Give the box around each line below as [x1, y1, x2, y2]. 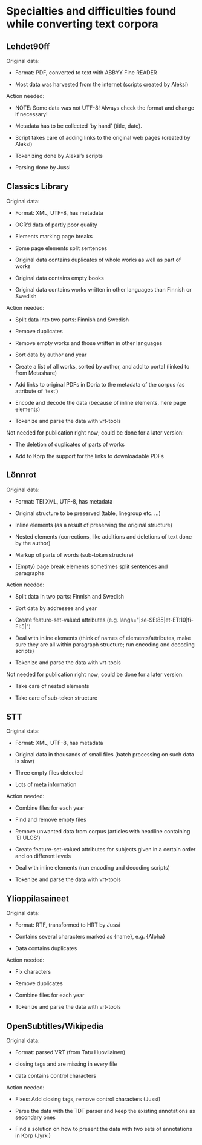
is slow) [15, 758, 34, 765]
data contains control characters [15, 1072, 97, 1080]
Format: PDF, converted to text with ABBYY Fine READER [15, 69, 157, 76]
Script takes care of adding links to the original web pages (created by [15, 134, 191, 141]
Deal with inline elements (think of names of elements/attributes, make [15, 634, 191, 641]
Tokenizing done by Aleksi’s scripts [15, 153, 103, 159]
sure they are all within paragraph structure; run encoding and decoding [15, 640, 195, 648]
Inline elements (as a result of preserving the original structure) [15, 521, 172, 528]
